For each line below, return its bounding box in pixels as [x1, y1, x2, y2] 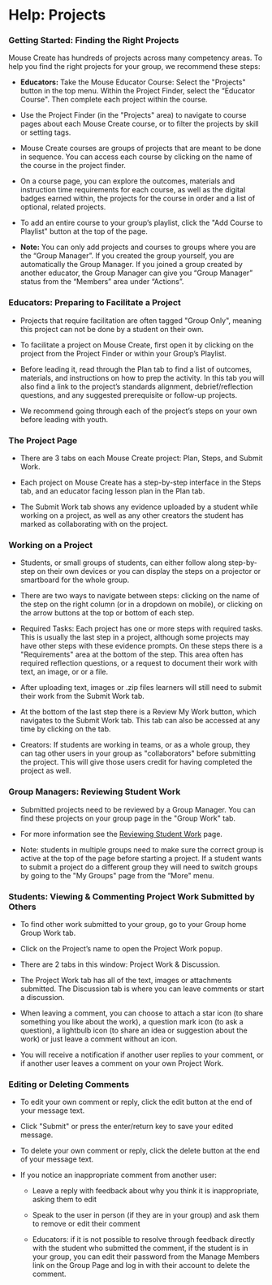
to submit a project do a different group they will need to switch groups [19, 862, 258, 872]
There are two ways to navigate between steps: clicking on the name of [19, 591, 260, 601]
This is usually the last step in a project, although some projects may [19, 632, 250, 642]
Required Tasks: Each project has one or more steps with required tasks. [19, 623, 263, 634]
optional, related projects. [19, 202, 106, 212]
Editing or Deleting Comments [8, 1078, 130, 1089]
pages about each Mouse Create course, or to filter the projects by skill [19, 119, 259, 129]
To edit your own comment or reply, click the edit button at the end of [19, 1097, 253, 1107]
